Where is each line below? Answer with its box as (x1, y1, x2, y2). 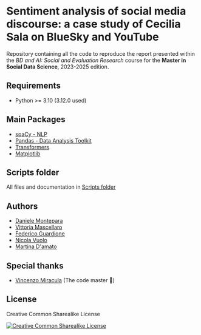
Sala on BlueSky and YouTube (6, 30, 159, 44)
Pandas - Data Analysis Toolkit (15, 137, 92, 144)
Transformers (15, 143, 50, 151)
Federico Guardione (15, 230, 65, 237)
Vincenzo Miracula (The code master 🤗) (15, 277, 115, 283)
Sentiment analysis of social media (6, 4, 186, 18)
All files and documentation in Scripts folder (6, 183, 116, 191)
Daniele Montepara (15, 217, 63, 225)
